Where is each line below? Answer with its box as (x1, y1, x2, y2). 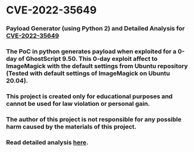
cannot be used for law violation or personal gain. (6, 99, 151, 108)
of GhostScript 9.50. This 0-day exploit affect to (18, 55, 158, 63)
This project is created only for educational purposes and (6, 92, 173, 100)
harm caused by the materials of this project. (6, 122, 137, 130)
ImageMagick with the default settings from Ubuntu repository (6, 62, 188, 70)
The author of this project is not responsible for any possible (6, 115, 182, 123)
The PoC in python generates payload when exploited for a (6, 47, 177, 56)
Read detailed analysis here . (6, 138, 89, 146)
